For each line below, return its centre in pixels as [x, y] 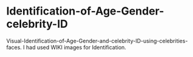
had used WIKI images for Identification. [76, 47]
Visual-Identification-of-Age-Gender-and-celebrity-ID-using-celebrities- [97, 41]
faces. [14, 47]
